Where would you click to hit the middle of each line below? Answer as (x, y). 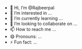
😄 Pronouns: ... (26, 36)
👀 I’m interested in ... (31, 13)
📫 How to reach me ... (33, 29)
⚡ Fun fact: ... (23, 42)
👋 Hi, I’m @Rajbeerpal (32, 8)
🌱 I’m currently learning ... (36, 18)
